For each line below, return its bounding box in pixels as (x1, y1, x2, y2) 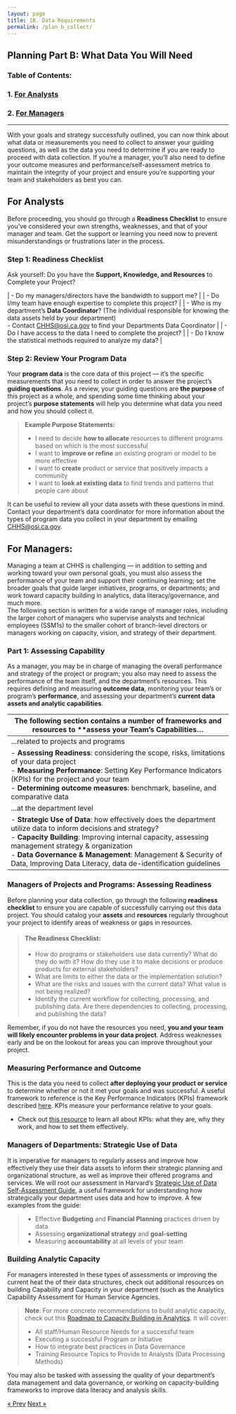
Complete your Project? (7, 278, 76, 287)
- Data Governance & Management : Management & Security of (11, 850, 223, 860)
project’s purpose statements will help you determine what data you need (7, 400, 223, 408)
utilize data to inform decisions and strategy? (11, 823, 159, 833)
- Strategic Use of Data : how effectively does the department (11, 815, 216, 825)
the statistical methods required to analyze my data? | (7, 336, 163, 345)
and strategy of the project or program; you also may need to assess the (7, 669, 217, 678)
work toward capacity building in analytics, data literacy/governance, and (7, 591, 220, 600)
